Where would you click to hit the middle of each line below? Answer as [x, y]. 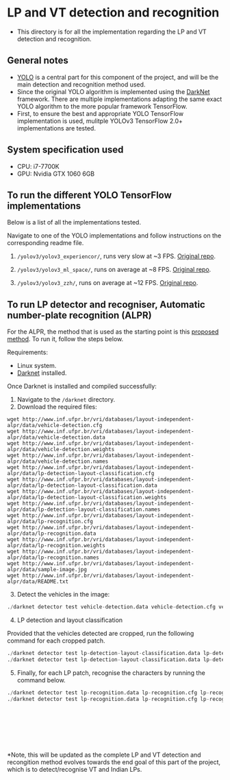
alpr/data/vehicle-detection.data [56, 437]
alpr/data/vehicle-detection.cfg [55, 426]
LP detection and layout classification [70, 620]
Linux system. [37, 366]
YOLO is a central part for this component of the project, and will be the [118, 77]
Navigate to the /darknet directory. [66, 400]
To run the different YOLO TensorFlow [90, 195]
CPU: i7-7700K [38, 166]
